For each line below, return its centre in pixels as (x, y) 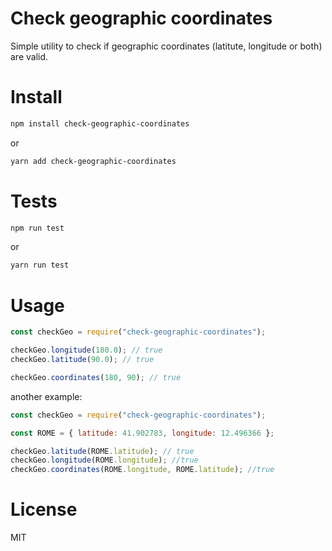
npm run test (37, 228)
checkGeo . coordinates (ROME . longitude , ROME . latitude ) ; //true (142, 470)
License (44, 509)
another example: (46, 396)
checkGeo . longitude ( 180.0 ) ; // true (86, 350)
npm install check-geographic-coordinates (100, 123)
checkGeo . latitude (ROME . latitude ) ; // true (102, 451)
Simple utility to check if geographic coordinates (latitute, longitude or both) (166, 46)
